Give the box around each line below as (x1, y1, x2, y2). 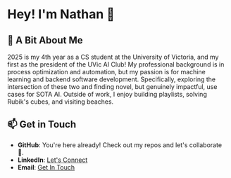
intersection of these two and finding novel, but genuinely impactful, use (7, 83, 218, 90)
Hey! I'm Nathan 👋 (7, 6, 115, 22)
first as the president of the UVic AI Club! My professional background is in (7, 60, 225, 69)
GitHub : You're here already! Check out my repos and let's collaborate (17, 140, 223, 149)
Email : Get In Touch (17, 163, 75, 171)
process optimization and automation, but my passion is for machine (7, 68, 206, 76)
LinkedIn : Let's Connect (17, 156, 88, 164)
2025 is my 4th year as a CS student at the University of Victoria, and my (7, 53, 219, 61)
